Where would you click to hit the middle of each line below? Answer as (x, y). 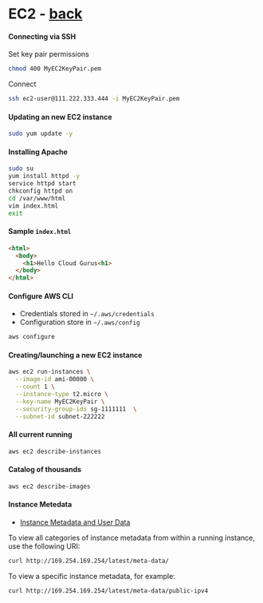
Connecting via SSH (42, 36)
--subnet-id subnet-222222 (60, 416)
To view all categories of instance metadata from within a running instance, (131, 538)
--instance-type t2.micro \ (62, 395)
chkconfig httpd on (41, 191)
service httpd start (43, 184)
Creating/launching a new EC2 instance (75, 355)
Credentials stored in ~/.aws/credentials (87, 314)
